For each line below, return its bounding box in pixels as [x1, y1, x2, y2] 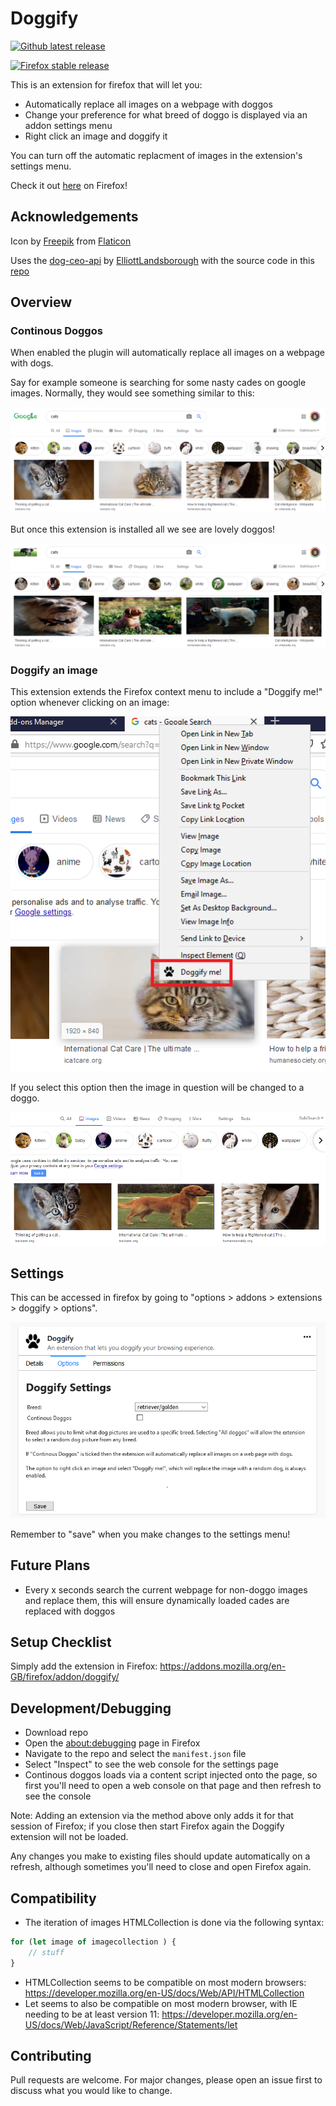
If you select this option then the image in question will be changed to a [10, 1081, 305, 1093]
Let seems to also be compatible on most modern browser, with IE [24, 1997, 298, 2009]
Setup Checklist [10, 1633, 112, 1651]
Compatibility [10, 1890, 97, 1907]
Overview [10, 294, 73, 311]
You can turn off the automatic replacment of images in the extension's [10, 149, 303, 161]
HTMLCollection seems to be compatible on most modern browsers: [24, 1976, 307, 1988]
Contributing [10, 2048, 92, 2065]
